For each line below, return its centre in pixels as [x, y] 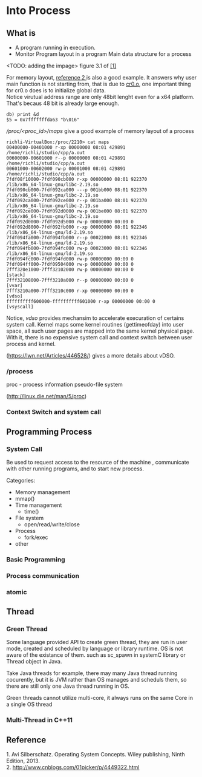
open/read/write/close [52, 524]
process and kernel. [31, 344]
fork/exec [36, 537]
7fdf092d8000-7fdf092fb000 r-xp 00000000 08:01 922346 [77, 227]
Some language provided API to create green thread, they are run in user [97, 642]
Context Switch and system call [54, 412]
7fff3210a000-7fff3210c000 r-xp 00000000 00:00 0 [70, 291]
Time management [38, 505]
